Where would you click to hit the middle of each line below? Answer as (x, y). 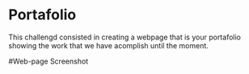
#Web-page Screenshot (49, 61)
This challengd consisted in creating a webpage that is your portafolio (124, 37)
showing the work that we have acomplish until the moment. (108, 45)
